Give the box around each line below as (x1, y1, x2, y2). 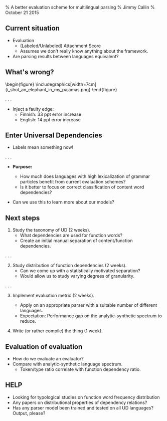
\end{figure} (92, 86, 117, 92)
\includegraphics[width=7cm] (35, 81, 97, 87)
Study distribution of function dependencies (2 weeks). (12, 263, 127, 269)
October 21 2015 (5, 10, 39, 16)
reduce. (20, 318, 36, 324)
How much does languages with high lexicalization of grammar (20, 173, 150, 179)
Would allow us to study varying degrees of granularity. (20, 273, 134, 279)
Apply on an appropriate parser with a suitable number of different (20, 302, 157, 308)
